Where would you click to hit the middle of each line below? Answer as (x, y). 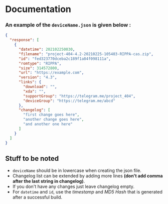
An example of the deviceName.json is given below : (68, 25)
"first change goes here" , (51, 115)
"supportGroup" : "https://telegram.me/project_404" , (79, 96)
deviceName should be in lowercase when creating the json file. (77, 171)
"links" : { (30, 82)
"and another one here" (48, 124)
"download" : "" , (40, 87)
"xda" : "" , (35, 91)
